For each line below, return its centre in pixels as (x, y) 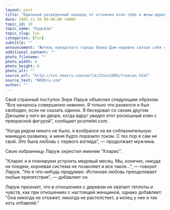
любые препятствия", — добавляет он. (47, 177)
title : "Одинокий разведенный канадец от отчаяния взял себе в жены (79, 15)
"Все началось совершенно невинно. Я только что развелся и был (77, 104)
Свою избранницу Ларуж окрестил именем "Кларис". (64, 151)
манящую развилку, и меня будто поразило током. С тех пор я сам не (81, 136)
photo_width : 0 (21, 62)
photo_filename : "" (26, 57)
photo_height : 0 (22, 66)
